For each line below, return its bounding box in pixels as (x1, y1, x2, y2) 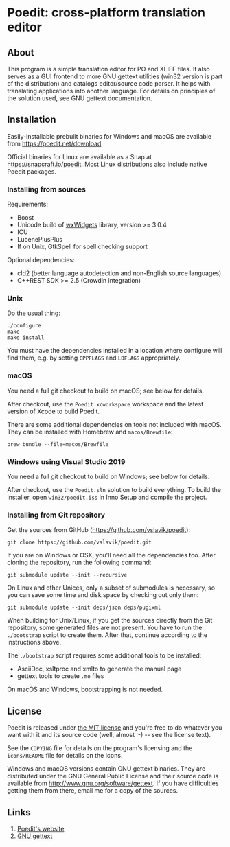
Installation (7, 114, 56, 126)
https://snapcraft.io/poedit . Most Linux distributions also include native (7, 160, 207, 168)
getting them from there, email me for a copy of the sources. (7, 787, 179, 795)
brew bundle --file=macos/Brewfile (7, 441, 109, 448)
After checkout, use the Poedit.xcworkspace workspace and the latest (7, 399, 204, 408)
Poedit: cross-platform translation (7, 5, 206, 21)
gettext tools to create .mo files (16, 672, 104, 680)
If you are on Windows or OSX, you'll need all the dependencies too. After (7, 551, 216, 559)
